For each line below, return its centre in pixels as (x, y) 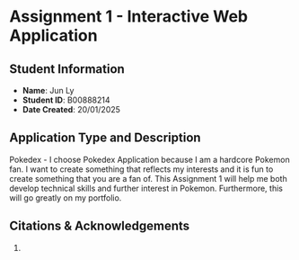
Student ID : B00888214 (66, 100)
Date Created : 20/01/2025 (71, 109)
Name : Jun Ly (48, 90)
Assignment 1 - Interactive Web (129, 17)
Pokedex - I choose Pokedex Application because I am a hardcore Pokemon (149, 159)
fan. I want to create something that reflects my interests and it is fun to (141, 169)
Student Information (67, 69)
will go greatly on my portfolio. (66, 197)
